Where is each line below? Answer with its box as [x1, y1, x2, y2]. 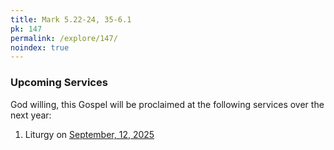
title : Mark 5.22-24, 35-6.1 [10, 14, 132, 25]
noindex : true [10, 42, 70, 53]
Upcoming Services [10, 76, 108, 90]
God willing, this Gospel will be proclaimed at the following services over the [10, 98, 325, 110]
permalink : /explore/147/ [10, 33, 118, 43]
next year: [10, 109, 52, 121]
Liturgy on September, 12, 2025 [24, 128, 155, 140]
